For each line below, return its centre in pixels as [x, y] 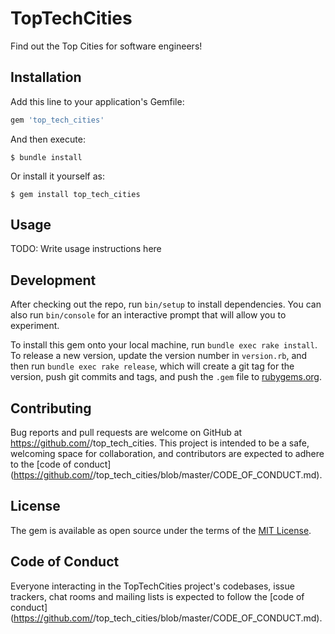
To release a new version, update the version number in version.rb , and [159, 356]
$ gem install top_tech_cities [75, 194]
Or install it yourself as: [57, 176]
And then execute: [48, 139]
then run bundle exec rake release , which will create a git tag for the [152, 366]
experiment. [35, 326]
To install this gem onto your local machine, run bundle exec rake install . [164, 345]
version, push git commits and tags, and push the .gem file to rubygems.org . [166, 377]
